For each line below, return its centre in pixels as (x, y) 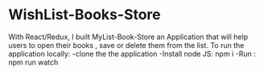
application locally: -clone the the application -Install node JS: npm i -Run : (132, 53)
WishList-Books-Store (85, 15)
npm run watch (33, 62)
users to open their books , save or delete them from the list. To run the (126, 45)
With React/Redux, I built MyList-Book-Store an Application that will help (128, 37)
